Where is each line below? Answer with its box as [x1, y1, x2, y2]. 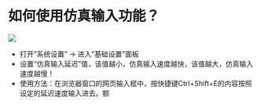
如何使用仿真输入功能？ [8, 7, 160, 25]
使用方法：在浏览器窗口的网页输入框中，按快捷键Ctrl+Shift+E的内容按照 [19, 78, 253, 88]
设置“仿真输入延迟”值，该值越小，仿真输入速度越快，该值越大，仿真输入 [19, 59, 254, 68]
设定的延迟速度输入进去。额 [19, 88, 110, 98]
